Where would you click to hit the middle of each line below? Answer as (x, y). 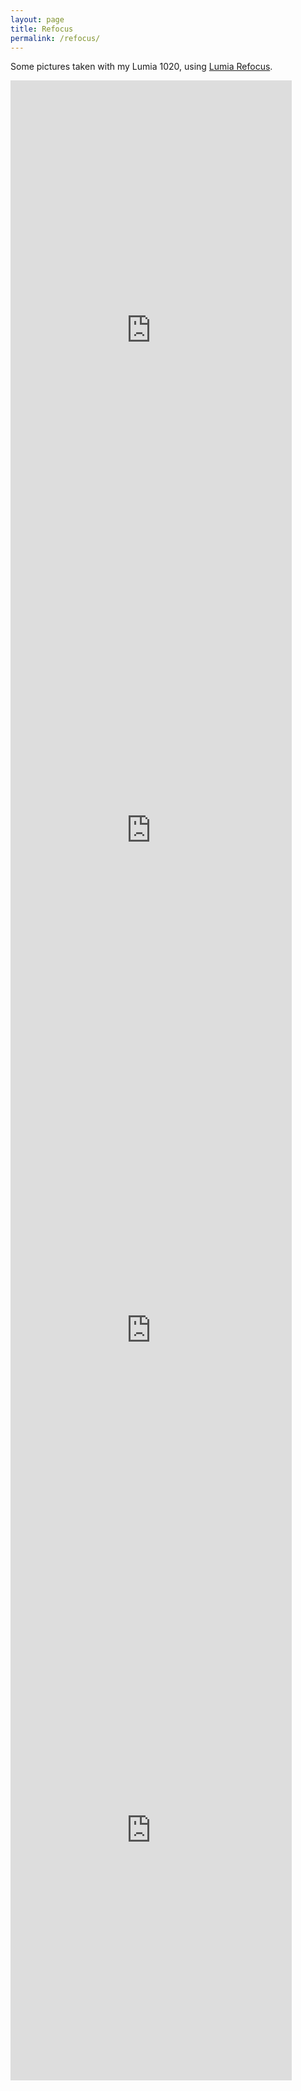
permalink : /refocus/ (55, 38)
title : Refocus (42, 29)
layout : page (37, 19)
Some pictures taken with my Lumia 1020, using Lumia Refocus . (141, 67)
